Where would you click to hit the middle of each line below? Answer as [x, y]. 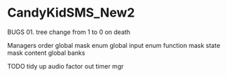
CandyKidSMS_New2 [71, 13]
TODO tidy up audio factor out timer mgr [66, 66]
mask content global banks [46, 53]
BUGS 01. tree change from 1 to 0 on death [69, 32]
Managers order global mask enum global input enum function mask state [114, 45]
